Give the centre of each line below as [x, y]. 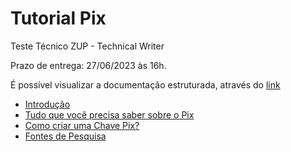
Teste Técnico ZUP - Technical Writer [87, 46]
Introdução [47, 104]
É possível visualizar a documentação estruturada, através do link [145, 84]
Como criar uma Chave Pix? [82, 125]
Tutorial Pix [58, 18]
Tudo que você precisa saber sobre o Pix [109, 114]
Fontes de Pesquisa [65, 136]
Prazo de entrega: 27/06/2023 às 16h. [88, 65]
